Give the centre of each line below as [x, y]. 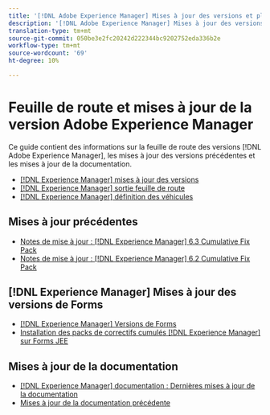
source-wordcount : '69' [48, 53]
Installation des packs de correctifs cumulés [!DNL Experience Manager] [140, 333]
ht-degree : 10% [34, 61]
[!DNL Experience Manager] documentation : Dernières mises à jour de [137, 386]
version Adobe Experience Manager [131, 125]
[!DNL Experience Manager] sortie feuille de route [102, 188]
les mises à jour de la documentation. [70, 164]
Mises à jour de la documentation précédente [95, 403]
